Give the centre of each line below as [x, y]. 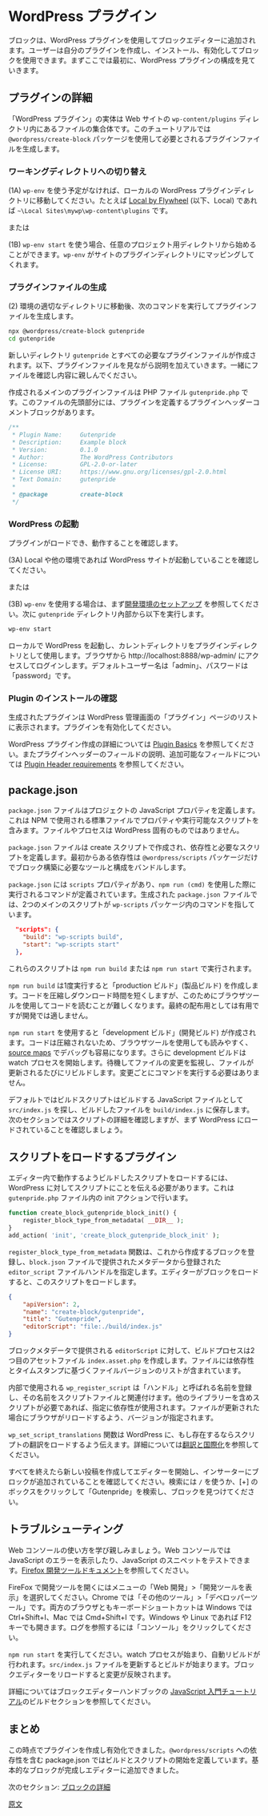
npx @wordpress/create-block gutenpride [77, 332]
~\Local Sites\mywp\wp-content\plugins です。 [95, 211]
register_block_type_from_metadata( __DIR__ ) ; [103, 1221]
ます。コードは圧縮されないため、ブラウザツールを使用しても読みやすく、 [130, 1042]
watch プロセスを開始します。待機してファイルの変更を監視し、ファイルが [131, 1062]
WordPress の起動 [44, 524]
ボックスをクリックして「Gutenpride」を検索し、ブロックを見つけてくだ [128, 1492]
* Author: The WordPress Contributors [92, 457]
